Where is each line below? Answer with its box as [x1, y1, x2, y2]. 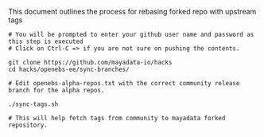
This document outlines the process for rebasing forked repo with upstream [8, 7, 257, 16]
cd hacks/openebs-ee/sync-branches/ [8, 65, 130, 73]
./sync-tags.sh [8, 100, 59, 108]
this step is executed [8, 37, 83, 45]
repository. [8, 121, 48, 129]
